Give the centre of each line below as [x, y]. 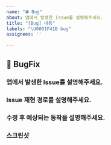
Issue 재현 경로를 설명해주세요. [49, 100]
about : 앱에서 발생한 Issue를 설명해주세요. [55, 18]
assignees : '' [24, 34]
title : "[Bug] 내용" [31, 23]
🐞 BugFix [23, 64]
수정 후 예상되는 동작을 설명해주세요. [56, 118]
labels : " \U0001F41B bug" [39, 29]
